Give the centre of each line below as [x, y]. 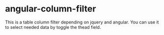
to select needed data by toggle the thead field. [53, 27]
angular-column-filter [51, 9]
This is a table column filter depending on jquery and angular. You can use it [82, 22]
